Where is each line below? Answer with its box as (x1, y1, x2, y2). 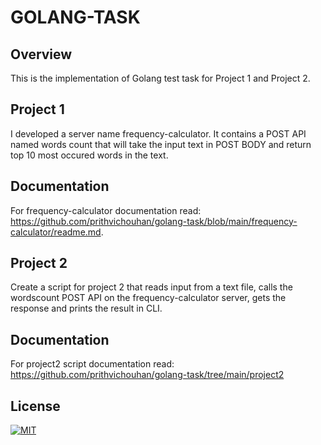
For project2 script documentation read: (10, 358, 175, 370)
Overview (10, 46, 73, 63)
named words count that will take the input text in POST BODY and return (10, 138, 312, 150)
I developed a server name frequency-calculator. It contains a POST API (10, 127, 307, 140)
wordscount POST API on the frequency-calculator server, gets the (10, 292, 287, 304)
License (10, 397, 61, 415)
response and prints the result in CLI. (10, 302, 163, 315)
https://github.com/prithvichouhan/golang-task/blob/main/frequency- (10, 215, 298, 227)
